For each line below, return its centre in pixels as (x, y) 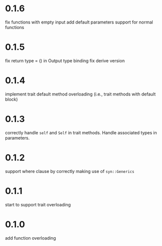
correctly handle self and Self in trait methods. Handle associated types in (81, 132)
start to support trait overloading (38, 204)
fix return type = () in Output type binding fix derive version (65, 61)
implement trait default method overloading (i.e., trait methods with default (81, 94)
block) (12, 99)
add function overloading (31, 238)
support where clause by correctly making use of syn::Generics (70, 171)
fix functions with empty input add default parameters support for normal (79, 22)
